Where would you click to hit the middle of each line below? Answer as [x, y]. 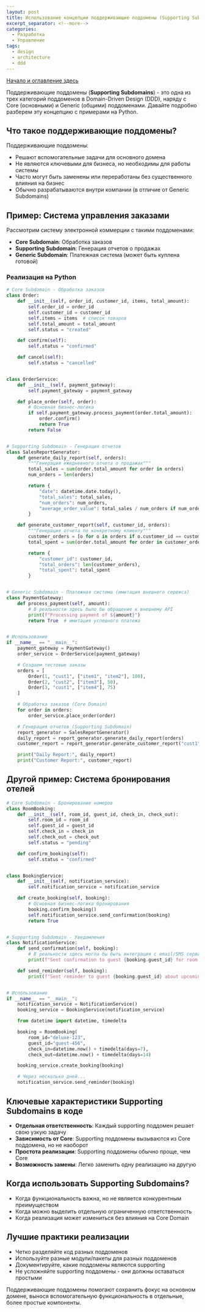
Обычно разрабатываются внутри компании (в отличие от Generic [102, 190]
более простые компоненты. [44, 1302]
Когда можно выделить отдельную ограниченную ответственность [103, 1211]
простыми [29, 1278]
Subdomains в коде [45, 1111]
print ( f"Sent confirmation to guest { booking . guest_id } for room [113, 960]
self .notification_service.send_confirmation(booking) [99, 915]
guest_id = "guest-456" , [57, 1043]
